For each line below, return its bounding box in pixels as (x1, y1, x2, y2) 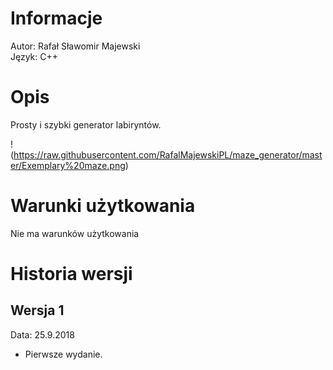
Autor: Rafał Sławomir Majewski (10, 40, 141, 52)
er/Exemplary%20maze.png (10, 159, 126, 171)
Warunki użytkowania (10, 195, 196, 217)
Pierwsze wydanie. (24, 348, 103, 360)
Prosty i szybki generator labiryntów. (10, 118, 162, 131)
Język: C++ (10, 50, 59, 62)
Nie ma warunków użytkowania (10, 227, 140, 239)
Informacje (10, 7, 103, 30)
